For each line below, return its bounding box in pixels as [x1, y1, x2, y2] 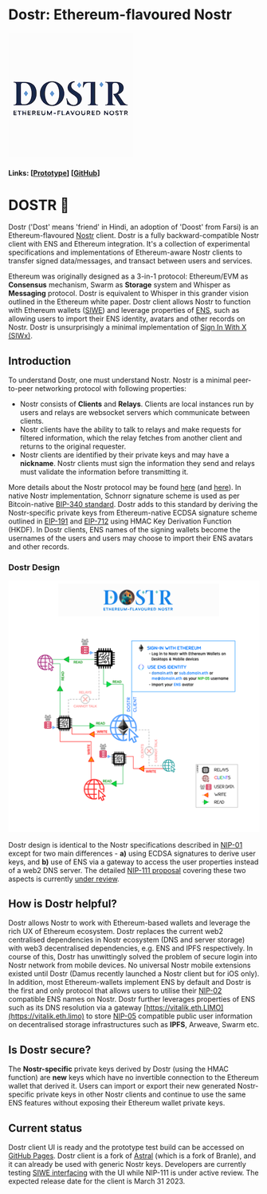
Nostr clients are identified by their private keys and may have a [19, 450, 230, 460]
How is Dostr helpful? [8, 896, 117, 911]
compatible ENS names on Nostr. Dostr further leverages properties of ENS [8, 994, 256, 1004]
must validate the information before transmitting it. [19, 467, 189, 476]
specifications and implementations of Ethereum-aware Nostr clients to [8, 247, 243, 257]
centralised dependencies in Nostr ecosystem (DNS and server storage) [8, 935, 245, 945]
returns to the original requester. [19, 441, 126, 452]
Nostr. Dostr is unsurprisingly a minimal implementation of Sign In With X [8, 322, 247, 332]
